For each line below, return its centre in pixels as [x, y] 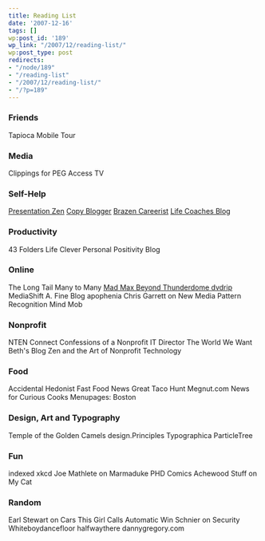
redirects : [26, 61]
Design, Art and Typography [64, 418]
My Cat [20, 482]
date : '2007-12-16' [41, 23]
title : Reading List [43, 16]
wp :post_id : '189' [39, 38]
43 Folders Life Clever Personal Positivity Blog [85, 249]
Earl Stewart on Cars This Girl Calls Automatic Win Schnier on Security [124, 520]
